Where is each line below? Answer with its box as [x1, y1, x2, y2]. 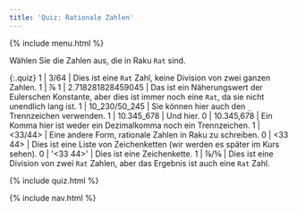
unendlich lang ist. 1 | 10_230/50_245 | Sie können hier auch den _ [9, 100, 252, 112]
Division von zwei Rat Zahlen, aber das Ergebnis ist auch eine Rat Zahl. [9, 157, 270, 168]
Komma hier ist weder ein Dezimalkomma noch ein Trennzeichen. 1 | [9, 120, 261, 131]
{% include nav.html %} [9, 192, 97, 203]
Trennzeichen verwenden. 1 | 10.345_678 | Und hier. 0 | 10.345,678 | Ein [9, 110, 273, 121]
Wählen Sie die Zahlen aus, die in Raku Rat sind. [9, 55, 186, 65]
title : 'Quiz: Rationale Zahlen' [9, 13, 134, 22]
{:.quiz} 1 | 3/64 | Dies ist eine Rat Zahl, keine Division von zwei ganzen [9, 72, 271, 83]
